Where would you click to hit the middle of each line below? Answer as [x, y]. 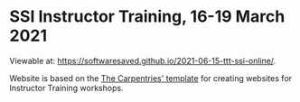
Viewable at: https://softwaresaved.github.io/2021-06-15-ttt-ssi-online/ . [143, 60]
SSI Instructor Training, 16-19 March [147, 17]
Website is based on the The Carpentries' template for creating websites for [150, 78]
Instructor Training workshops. [66, 88]
